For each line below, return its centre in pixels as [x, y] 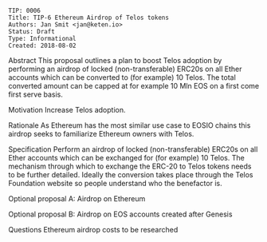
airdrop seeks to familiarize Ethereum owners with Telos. [101, 134]
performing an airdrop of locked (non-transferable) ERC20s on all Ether [125, 69]
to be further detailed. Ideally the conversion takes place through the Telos [131, 175]
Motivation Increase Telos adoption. [67, 110]
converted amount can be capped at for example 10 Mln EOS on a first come [134, 86]
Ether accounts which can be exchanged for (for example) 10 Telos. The [126, 158]
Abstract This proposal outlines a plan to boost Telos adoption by [115, 60]
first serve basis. [36, 94]
